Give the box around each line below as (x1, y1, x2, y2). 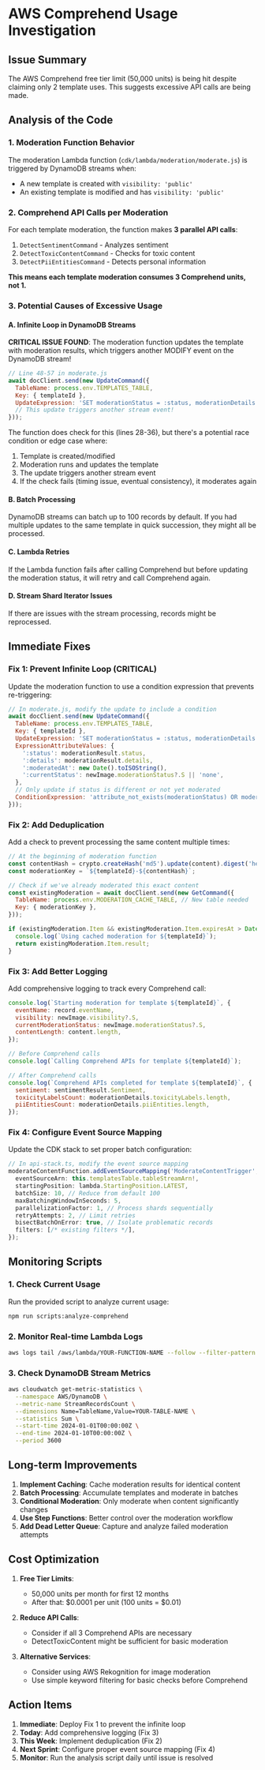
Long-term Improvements (8, 1458, 138, 1472)
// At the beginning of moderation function (8, 853, 157, 861)
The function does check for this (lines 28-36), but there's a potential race (8, 428, 250, 437)
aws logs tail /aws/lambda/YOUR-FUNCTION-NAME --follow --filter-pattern (8, 1348, 256, 1356)
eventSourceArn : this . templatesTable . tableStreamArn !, (15, 1175, 200, 1183)
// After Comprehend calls (8, 1071, 97, 1079)
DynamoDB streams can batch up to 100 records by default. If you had (8, 512, 237, 522)
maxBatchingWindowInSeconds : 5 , (15, 1197, 122, 1205)
